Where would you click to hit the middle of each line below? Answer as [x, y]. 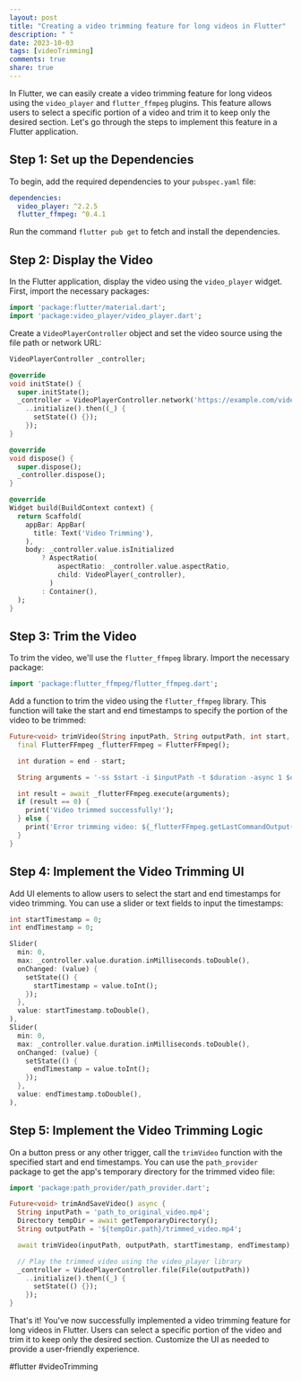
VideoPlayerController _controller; [77, 359]
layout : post [34, 18]
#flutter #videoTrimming [54, 1367]
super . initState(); [54, 392]
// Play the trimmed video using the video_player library [130, 1261]
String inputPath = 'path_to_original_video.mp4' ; [114, 1213]
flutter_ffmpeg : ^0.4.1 [61, 215]
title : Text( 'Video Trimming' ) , [93, 533]
